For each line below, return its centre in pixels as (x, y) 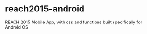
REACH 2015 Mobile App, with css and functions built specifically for (73, 22)
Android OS (16, 27)
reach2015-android (45, 9)
